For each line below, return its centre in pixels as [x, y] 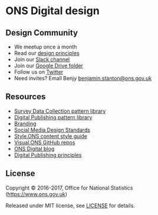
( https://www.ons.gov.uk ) [37, 194]
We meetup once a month [45, 47]
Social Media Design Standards [52, 130]
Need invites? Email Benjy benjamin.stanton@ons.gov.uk [83, 78]
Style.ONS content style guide [51, 136]
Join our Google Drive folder [49, 66]
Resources [26, 97]
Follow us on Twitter [38, 72]
